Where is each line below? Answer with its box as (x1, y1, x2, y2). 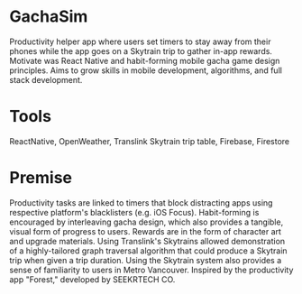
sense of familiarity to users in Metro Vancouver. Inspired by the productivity (9, 264, 294, 275)
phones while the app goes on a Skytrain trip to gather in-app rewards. (9, 45, 273, 56)
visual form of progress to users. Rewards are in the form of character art (9, 225, 282, 236)
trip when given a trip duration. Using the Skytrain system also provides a (9, 254, 282, 265)
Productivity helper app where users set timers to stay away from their (9, 36, 271, 47)
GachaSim (9, 6, 88, 27)
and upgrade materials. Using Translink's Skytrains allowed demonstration (9, 235, 286, 246)
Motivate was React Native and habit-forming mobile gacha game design (9, 55, 280, 66)
